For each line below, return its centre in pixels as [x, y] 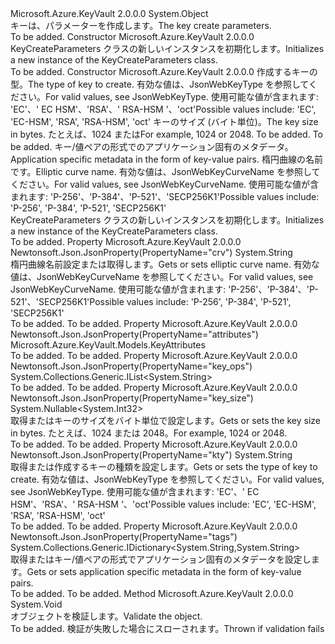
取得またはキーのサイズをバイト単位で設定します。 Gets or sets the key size [165, 420]
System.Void [36, 604]
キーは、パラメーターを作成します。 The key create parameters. [141, 25]
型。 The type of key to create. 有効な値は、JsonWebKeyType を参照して [160, 84]
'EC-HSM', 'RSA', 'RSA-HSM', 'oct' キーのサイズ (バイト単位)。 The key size [164, 121]
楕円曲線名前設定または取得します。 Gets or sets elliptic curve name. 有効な [165, 264]
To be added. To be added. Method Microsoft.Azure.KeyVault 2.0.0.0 [152, 593]
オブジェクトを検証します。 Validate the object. [106, 616]
